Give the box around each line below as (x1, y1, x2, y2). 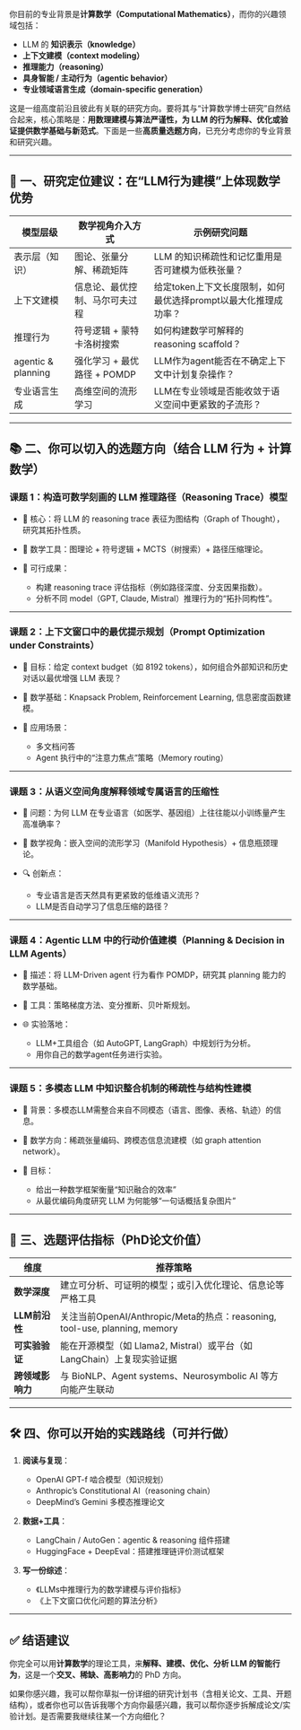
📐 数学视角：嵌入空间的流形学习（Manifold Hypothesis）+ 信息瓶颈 (21, 838, 271, 849)
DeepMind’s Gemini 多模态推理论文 (35, 1497, 166, 1507)
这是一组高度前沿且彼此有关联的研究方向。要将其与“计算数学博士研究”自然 (9, 103, 284, 113)
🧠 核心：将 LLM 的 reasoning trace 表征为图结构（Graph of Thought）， (21, 513, 285, 524)
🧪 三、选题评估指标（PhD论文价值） (9, 1233, 209, 1248)
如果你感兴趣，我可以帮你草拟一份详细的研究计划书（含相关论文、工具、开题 (9, 1689, 292, 1699)
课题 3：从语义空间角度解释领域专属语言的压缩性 (9, 785, 219, 798)
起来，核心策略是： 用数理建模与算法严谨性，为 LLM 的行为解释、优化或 (16, 114, 280, 125)
